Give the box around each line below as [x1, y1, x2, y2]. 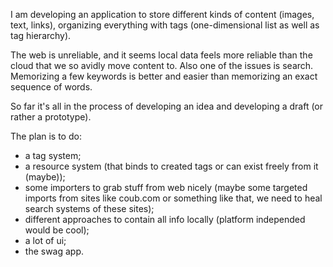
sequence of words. [10, 81, 93, 93]
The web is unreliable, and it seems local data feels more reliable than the [10, 49, 313, 61]
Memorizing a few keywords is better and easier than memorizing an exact [10, 70, 318, 82]
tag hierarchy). [10, 30, 72, 41]
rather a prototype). [10, 111, 92, 123]
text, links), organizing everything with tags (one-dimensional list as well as [10, 19, 320, 31]
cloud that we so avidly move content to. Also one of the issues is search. [10, 60, 314, 71]
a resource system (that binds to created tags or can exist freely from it [24, 160, 319, 172]
